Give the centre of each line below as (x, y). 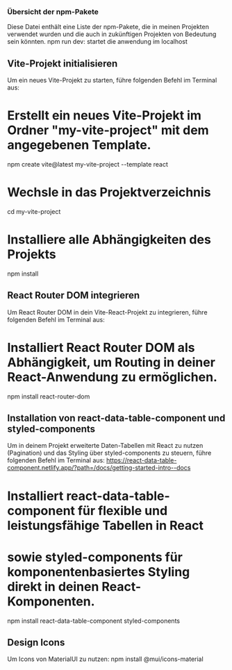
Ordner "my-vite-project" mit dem (108, 130)
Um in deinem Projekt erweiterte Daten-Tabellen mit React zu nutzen (105, 446)
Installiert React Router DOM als (101, 347)
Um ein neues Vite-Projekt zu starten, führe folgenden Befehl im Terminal (112, 81)
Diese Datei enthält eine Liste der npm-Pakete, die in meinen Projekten (108, 27)
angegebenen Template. (79, 145)
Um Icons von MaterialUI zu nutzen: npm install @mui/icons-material (105, 659)
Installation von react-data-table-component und (116, 418)
